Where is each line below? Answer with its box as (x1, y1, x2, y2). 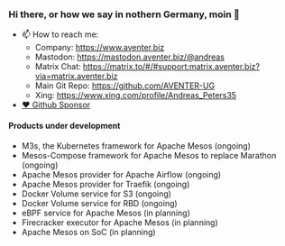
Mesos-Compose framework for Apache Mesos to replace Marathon (21, 150, 277, 160)
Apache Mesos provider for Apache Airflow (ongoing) (21, 169, 222, 179)
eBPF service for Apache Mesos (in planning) (21, 207, 190, 218)
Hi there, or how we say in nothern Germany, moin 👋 (8, 8, 240, 21)
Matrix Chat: (34, 61, 82, 72)
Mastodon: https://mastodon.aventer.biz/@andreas (34, 51, 225, 62)
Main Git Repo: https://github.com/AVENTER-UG (34, 80, 216, 91)
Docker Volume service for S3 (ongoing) (21, 188, 172, 199)
